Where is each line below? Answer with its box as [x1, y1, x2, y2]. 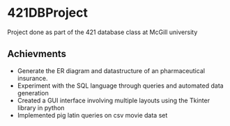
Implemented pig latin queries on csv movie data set [17, 111, 168, 119]
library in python [17, 103, 65, 112]
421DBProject [7, 5, 89, 21]
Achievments [7, 48, 67, 60]
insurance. [17, 74, 48, 82]
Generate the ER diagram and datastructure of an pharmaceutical [17, 66, 206, 74]
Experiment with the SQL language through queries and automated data [17, 81, 224, 90]
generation [17, 88, 49, 97]
